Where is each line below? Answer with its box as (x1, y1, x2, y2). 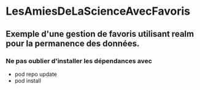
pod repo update (14, 70, 58, 78)
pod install (14, 77, 41, 84)
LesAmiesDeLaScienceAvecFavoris (6, 4, 191, 18)
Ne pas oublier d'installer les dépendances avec (6, 56, 153, 65)
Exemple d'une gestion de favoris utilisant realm (6, 29, 194, 39)
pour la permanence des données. (6, 38, 140, 48)
